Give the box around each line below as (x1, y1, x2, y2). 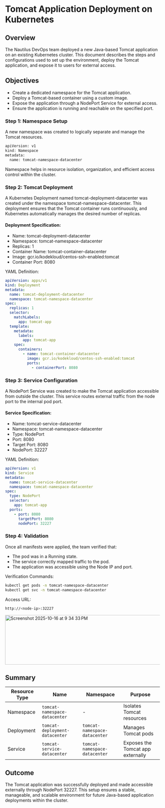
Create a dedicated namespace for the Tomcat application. (12, 90, 132, 96)
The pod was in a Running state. (12, 553, 78, 559)
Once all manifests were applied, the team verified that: (5, 543, 117, 550)
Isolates (123, 703, 141, 709)
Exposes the (123, 740, 152, 746)
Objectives (5, 76, 39, 85)
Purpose (130, 691, 151, 698)
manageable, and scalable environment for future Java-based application (5, 792, 154, 798)
